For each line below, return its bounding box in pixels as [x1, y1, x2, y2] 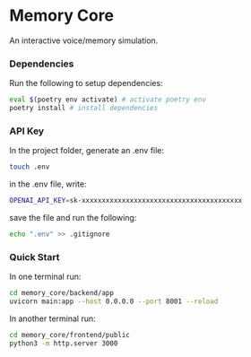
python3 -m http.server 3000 [9, 338, 118, 348]
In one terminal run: [9, 271, 82, 283]
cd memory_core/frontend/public [9, 330, 130, 339]
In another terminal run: [9, 313, 96, 324]
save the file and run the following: [9, 213, 137, 223]
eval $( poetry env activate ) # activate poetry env [9, 95, 206, 104]
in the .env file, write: [9, 178, 87, 189]
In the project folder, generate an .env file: [9, 145, 164, 156]
